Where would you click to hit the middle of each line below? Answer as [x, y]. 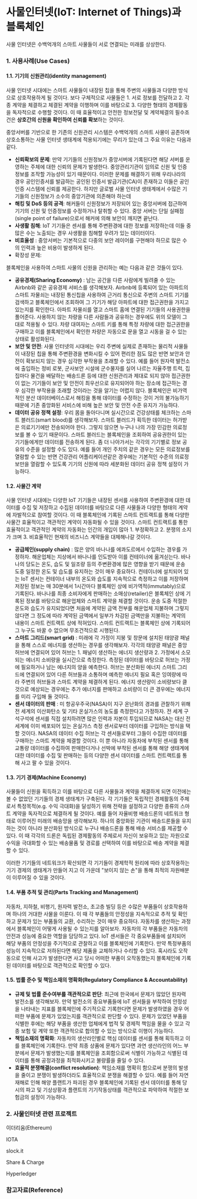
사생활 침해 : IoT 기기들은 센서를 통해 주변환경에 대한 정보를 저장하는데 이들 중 [103, 226]
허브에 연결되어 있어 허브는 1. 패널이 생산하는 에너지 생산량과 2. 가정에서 [97, 652]
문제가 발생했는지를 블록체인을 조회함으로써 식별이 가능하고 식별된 [106, 1053]
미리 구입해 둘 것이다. [45, 697]
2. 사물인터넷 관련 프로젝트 [42, 1114]
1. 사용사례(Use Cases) [38, 61]
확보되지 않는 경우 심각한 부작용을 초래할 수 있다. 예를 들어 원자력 [100, 361]
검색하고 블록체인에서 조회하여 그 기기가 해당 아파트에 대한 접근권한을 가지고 [102, 302]
